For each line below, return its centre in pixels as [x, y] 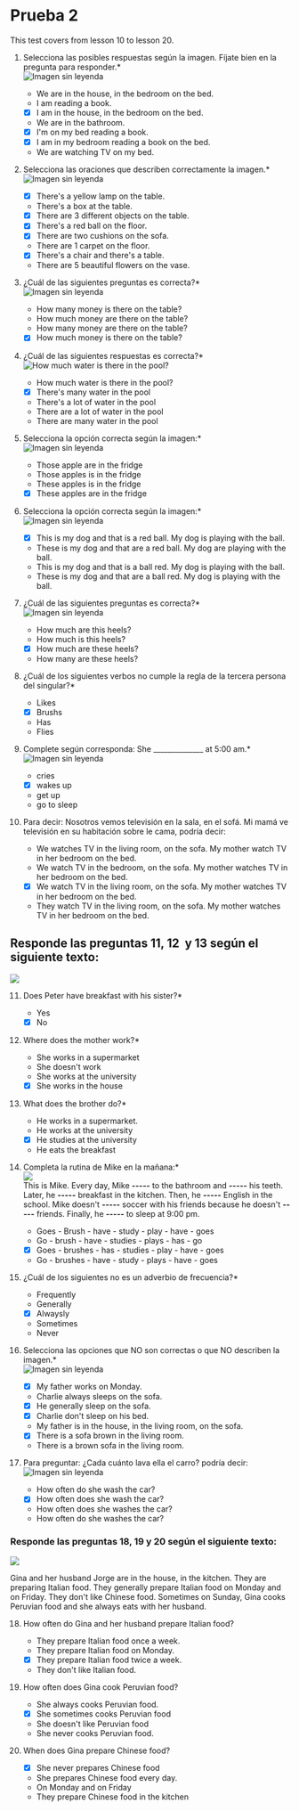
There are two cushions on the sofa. [103, 236]
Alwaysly [53, 1313]
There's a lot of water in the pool [96, 402]
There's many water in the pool [93, 392]
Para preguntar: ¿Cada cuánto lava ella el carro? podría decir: [135, 1463]
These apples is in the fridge [89, 484]
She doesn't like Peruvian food [93, 1724]
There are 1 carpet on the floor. [93, 246]
